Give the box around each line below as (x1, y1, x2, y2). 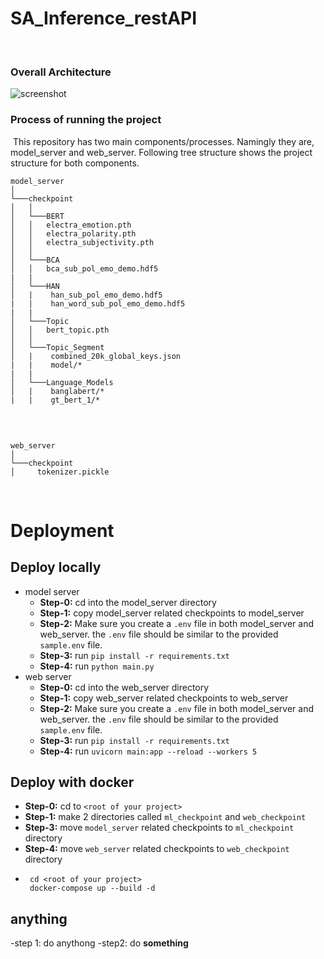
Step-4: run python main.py (39, 660, 155, 672)
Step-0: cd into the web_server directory (39, 681, 210, 693)
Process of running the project (10, 113, 162, 127)
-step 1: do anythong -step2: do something (10, 937, 189, 949)
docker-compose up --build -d (29, 883, 156, 894)
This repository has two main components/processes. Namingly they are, (12, 135, 315, 147)
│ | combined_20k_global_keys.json (10, 351, 182, 361)
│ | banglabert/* (10, 386, 105, 396)
